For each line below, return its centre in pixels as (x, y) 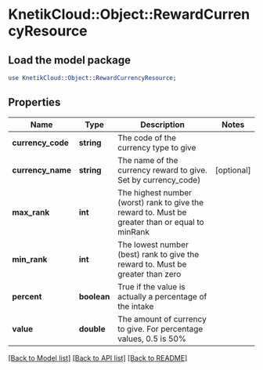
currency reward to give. (162, 170)
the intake (135, 306)
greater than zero (149, 274)
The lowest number (153, 245)
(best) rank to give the (158, 254)
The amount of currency (162, 319)
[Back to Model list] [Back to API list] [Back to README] (98, 357)
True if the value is (151, 286)
